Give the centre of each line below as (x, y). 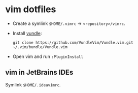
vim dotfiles (31, 9)
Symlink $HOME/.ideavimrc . (33, 84)
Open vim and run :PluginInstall (48, 56)
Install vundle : (27, 33)
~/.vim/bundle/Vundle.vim (40, 47)
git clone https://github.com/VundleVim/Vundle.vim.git (73, 42)
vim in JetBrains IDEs (39, 72)
